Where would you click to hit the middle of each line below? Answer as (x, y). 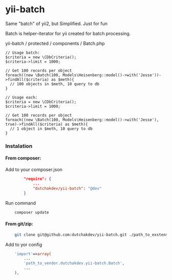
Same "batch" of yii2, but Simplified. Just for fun (57, 24)
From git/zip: (19, 224)
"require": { (38, 179)
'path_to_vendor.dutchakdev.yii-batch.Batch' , (74, 263)
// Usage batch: (23, 53)
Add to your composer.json (34, 170)
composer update (32, 212)
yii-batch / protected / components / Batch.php (55, 43)
